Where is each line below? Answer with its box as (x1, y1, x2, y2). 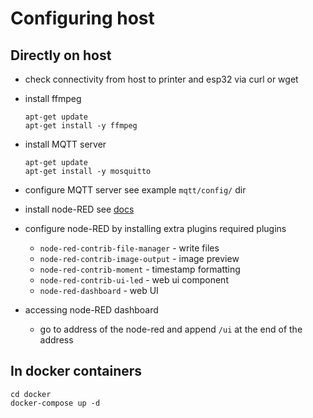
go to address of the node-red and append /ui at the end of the (39, 323, 303, 335)
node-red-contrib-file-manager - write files (39, 242, 220, 254)
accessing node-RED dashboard (24, 304, 159, 316)
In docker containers (10, 363, 143, 380)
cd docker (10, 389, 52, 399)
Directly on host (10, 47, 112, 64)
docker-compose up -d (10, 398, 101, 408)
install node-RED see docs (24, 203, 135, 215)
